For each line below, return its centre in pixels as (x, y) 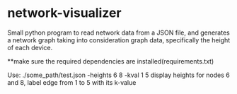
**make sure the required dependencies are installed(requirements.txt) (111, 61)
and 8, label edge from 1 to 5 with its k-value (72, 82)
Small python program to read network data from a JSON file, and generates (118, 33)
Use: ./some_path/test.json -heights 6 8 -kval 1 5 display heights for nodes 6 (118, 75)
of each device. (30, 47)
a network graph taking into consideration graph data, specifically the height (119, 40)
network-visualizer (64, 13)
